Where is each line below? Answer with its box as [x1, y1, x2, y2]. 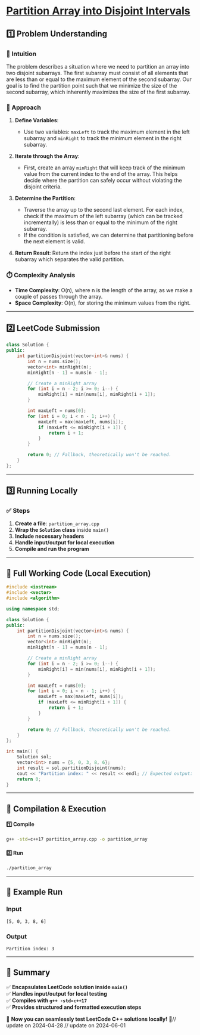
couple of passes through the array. [14, 293, 103, 300]
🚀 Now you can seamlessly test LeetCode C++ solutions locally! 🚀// [6, 1015, 177, 1022]
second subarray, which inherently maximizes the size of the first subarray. [6, 88, 190, 95]
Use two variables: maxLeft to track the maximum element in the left [23, 128, 190, 135]
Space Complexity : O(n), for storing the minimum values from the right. [14, 299, 191, 306]
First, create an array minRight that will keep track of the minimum [23, 164, 186, 171]
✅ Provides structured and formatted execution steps [6, 1003, 142, 1011]
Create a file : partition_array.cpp [14, 520, 99, 527]
